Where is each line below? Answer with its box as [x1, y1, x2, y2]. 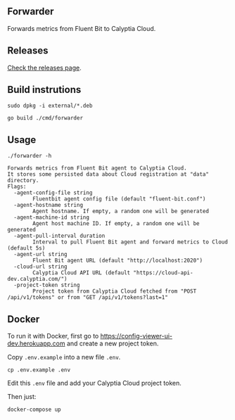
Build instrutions [7, 84, 82, 96]
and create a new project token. [66, 339, 159, 348]
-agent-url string [13, 251, 68, 258]
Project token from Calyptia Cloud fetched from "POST [32, 288, 197, 295]
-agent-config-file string [13, 189, 93, 196]
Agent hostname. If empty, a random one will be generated [32, 208, 210, 215]
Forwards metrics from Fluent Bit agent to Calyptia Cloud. [7, 165, 188, 172]
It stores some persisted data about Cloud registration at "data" [7, 171, 210, 178]
